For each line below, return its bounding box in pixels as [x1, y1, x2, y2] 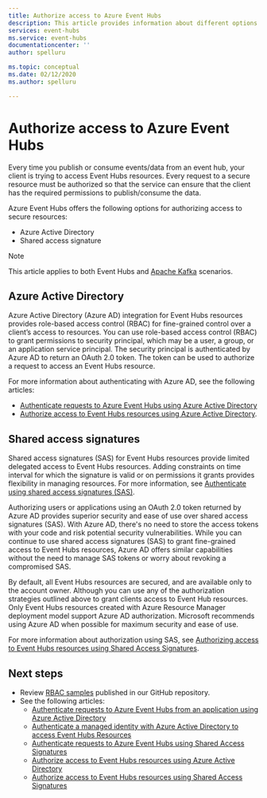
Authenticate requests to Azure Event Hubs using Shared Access [31, 738, 245, 748]
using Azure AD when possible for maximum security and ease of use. [8, 620, 238, 629]
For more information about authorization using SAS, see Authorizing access [8, 635, 259, 645]
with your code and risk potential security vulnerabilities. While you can [8, 528, 242, 538]
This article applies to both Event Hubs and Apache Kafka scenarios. [8, 266, 233, 276]
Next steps [8, 667, 64, 680]
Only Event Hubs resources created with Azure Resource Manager [8, 603, 226, 612]
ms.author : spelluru [8, 77, 77, 86]
